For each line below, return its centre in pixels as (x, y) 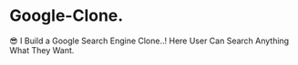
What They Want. (42, 50)
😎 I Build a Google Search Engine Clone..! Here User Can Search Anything (149, 41)
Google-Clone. (67, 16)
